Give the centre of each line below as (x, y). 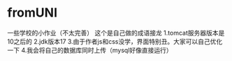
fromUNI (32, 13)
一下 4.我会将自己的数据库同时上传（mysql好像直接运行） (90, 50)
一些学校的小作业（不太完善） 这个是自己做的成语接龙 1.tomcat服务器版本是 (116, 33)
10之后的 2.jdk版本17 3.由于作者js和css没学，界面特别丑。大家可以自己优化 (115, 41)
